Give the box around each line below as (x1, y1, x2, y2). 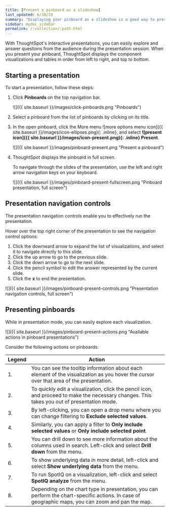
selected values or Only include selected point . (31, 427, 147, 434)
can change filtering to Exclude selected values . (31, 413, 148, 420)
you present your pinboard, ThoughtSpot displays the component (5, 51, 142, 57)
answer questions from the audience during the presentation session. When (5, 46, 163, 52)
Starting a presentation (5, 71, 80, 80)
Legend (8, 356, 27, 363)
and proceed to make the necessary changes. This (31, 391, 152, 398)
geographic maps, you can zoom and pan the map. (31, 498, 152, 505)
